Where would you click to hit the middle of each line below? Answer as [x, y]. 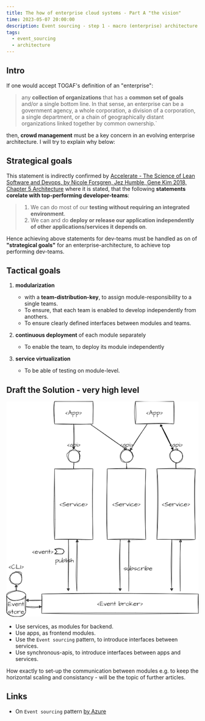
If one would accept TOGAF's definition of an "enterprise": [80, 85]
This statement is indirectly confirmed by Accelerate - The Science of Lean [101, 176]
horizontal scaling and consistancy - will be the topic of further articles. [96, 677]
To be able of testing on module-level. [72, 371]
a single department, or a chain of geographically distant [92, 117]
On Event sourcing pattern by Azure [61, 711]
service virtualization [43, 359]
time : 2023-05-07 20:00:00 [41, 19]
